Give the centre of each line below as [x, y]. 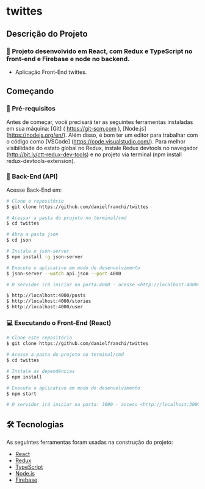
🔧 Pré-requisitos [31, 109]
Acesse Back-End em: [34, 190]
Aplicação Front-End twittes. [51, 72]
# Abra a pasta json [33, 234]
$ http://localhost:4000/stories [49, 301]
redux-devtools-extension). [41, 161]
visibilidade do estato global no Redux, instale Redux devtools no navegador [102, 148]
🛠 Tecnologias [35, 425]
